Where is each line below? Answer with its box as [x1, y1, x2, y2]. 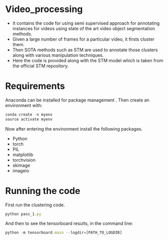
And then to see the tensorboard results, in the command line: [5, 220, 133, 226]
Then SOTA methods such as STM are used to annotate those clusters [12, 47, 158, 53]
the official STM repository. [12, 63, 69, 69]
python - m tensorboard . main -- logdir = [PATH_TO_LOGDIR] [5, 230, 122, 235]
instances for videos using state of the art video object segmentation [12, 25, 155, 31]
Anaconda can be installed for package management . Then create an [5, 97, 149, 103]
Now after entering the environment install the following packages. [5, 126, 143, 132]
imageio [12, 167, 29, 174]
